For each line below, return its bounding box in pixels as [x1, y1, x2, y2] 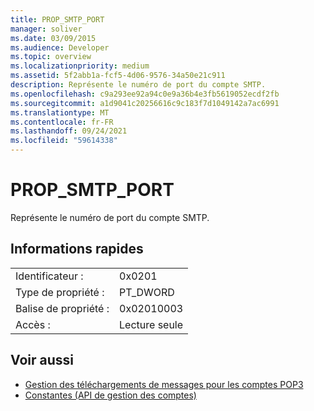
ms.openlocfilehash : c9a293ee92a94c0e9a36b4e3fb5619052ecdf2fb [10, 89, 280, 99]
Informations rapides [10, 241, 144, 258]
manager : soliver [10, 24, 83, 34]
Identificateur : [15, 269, 84, 283]
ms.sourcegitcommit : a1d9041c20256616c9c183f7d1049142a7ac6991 [10, 98, 280, 108]
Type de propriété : [15, 285, 105, 299]
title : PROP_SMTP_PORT [10, 14, 105, 25]
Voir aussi [10, 352, 74, 369]
